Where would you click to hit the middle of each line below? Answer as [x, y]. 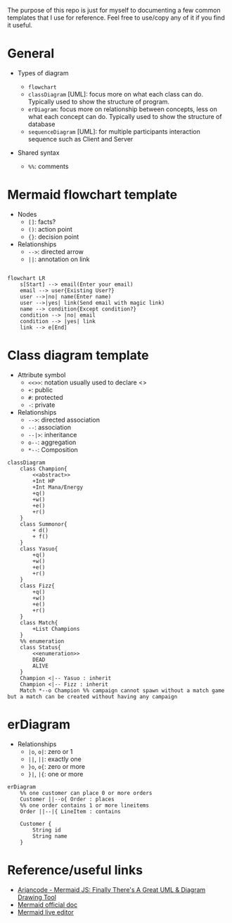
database [41, 124]
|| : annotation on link [59, 259]
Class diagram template [78, 356]
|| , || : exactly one [55, 759]
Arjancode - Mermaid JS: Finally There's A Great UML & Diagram [111, 889]
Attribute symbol [41, 375]
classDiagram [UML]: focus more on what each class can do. [116, 94]
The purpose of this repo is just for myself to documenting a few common [114, 10]
